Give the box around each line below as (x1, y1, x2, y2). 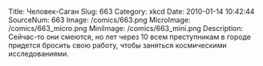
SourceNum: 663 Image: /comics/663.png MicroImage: (8, 15, 191, 25)
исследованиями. (8, 49, 70, 58)
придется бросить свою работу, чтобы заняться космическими (8, 41, 227, 50)
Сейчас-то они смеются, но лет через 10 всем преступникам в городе (8, 32, 251, 41)
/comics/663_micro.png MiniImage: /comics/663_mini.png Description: (8, 24, 243, 33)
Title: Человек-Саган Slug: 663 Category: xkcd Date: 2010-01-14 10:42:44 (8, 7, 255, 16)
